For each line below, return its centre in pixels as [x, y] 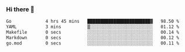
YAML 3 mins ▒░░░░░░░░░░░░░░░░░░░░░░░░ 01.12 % [93, 27]
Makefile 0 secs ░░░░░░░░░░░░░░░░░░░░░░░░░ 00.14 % [93, 32]
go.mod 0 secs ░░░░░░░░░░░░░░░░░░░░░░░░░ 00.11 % [93, 43]
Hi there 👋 [20, 9]
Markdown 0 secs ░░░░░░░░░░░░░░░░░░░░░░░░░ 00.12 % [93, 37]
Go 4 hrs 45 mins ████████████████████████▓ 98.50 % [93, 22]
